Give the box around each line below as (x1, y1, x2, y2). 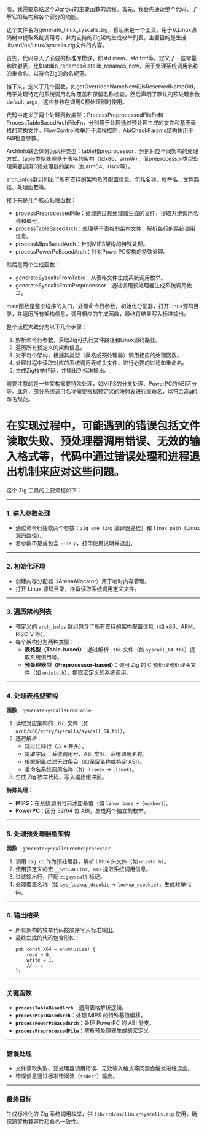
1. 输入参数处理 (6, 509, 51, 518)
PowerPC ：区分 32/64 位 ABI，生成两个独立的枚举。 (15, 807, 149, 815)
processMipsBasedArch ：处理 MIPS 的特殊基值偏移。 (15, 1012, 146, 1019)
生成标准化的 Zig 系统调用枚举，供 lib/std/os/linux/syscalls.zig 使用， (6, 1110, 192, 1117)
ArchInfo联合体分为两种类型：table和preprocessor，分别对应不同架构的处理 (6, 147, 198, 155)
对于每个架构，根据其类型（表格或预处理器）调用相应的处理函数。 (15, 352, 182, 359)
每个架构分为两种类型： (15, 638, 75, 645)
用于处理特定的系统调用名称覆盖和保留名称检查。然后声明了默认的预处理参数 (6, 91, 200, 98)
